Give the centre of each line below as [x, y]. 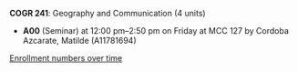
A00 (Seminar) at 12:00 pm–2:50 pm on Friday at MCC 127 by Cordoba [156, 31]
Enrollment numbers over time [66, 58]
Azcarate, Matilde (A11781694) [79, 41]
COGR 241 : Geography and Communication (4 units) [108, 13]
